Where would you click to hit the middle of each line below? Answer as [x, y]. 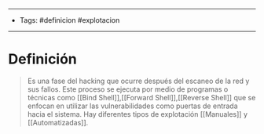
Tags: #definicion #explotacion [70, 20]
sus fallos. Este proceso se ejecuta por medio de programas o [128, 89]
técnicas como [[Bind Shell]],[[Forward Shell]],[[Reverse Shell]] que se [141, 97]
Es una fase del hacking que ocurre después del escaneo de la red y [138, 81]
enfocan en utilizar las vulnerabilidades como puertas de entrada [132, 106]
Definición [42, 59]
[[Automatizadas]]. [58, 122]
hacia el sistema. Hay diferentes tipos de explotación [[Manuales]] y [137, 114]
